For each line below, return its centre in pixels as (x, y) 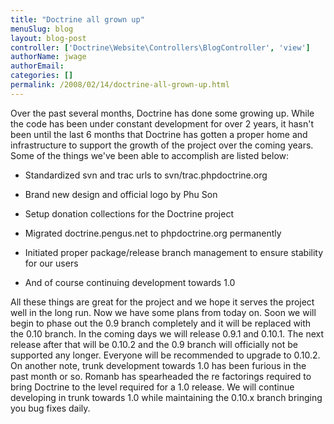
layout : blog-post (48, 38)
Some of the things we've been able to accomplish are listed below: (150, 155)
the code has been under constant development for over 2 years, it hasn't (162, 123)
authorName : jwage (48, 57)
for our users (51, 263)
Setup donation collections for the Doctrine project (129, 213)
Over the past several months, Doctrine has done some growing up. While (162, 113)
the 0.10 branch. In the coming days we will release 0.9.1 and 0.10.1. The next (167, 333)
